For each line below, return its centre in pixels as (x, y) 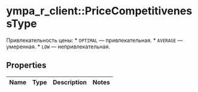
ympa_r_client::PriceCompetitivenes (99, 11)
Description (70, 82)
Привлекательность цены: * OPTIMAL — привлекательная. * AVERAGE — (95, 40)
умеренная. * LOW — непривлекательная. (58, 47)
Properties (26, 65)
